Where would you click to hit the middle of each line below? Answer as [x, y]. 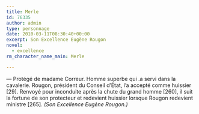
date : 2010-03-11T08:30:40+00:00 [48, 34]
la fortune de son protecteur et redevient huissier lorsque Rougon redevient [100, 98]
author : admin [24, 23]
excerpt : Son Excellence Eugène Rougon [56, 40]
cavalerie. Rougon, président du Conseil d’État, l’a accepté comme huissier [99, 85]
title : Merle [23, 12]
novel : [14, 46]
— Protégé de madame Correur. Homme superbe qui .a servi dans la [91, 79]
